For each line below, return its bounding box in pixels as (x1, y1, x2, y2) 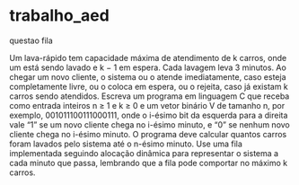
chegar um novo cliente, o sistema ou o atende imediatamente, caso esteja (9, 71, 286, 82)
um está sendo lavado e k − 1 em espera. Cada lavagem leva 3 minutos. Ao (9, 62, 287, 73)
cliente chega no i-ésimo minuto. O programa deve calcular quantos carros (9, 128, 287, 139)
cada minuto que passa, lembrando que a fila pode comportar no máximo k (9, 157, 288, 168)
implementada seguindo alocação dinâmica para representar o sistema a (9, 147, 279, 158)
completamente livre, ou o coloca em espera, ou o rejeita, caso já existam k (9, 81, 289, 92)
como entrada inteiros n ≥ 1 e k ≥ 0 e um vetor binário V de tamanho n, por (9, 100, 286, 110)
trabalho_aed (9, 5, 110, 26)
